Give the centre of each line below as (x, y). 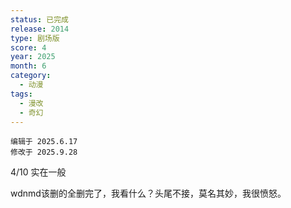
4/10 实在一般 (38, 172)
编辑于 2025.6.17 (44, 142)
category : (31, 76)
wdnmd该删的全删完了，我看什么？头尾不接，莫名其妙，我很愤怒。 (148, 193)
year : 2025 (33, 57)
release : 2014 (40, 29)
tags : (21, 94)
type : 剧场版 (35, 38)
